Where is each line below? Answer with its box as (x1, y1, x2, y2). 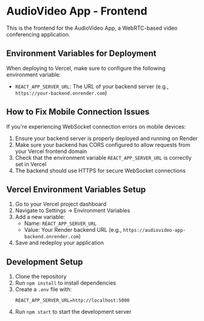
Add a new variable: (15, 214, 66, 221)
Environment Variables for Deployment (6, 49, 157, 59)
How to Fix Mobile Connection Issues (6, 107, 150, 117)
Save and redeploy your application (15, 239, 104, 246)
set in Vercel (15, 160, 47, 167)
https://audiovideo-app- (123, 228, 186, 234)
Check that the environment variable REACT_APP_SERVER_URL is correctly (15, 154, 192, 161)
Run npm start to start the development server (15, 308, 132, 316)
